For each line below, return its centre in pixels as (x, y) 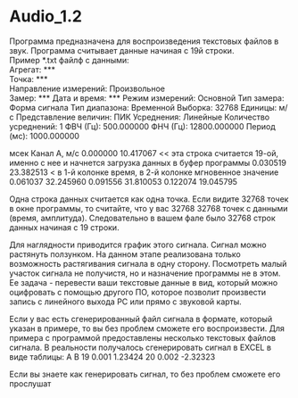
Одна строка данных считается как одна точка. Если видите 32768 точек (149, 199)
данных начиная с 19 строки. (64, 227)
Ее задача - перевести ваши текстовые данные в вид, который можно (144, 282)
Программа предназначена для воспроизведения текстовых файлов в (144, 41)
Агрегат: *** (33, 70)
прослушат (30, 383)
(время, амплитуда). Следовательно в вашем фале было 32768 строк (143, 218)
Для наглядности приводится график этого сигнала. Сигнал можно (138, 245)
